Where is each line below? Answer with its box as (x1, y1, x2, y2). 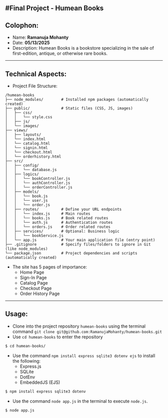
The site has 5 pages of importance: (12, 264, 87, 270)
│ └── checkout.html (5, 150, 52, 155)
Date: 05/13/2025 (12, 40, 50, 46)
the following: (12, 358, 41, 364)
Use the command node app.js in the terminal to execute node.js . (12, 398, 148, 404)
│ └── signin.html (5, 146, 48, 151)
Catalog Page (19, 280, 48, 286)
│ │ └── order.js (5, 203, 50, 208)
